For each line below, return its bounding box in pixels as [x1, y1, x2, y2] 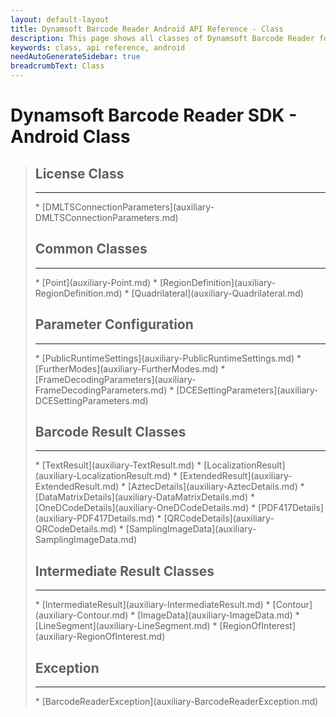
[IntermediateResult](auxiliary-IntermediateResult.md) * [41, 599, 271, 611]
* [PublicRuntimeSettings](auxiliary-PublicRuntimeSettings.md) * [34, 352, 302, 364]
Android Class [10, 126, 131, 148]
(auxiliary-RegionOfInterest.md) [34, 631, 166, 643]
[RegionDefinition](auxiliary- [159, 276, 277, 288]
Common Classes [34, 241, 148, 258]
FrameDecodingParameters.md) [34, 384, 168, 396]
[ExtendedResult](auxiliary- [179, 470, 293, 482]
